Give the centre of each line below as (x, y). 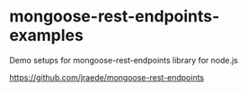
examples (46, 35)
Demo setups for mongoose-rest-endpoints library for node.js (123, 60)
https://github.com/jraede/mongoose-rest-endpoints (107, 77)
